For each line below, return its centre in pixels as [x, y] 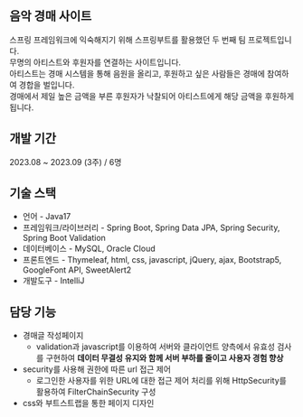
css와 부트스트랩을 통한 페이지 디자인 [88, 403]
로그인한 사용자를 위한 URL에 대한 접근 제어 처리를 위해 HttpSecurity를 [161, 381]
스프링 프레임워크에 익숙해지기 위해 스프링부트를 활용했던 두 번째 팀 [128, 40]
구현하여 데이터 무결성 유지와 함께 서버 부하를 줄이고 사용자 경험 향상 [165, 358]
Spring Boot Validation [64, 238]
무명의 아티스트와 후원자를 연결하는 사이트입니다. [95, 62]
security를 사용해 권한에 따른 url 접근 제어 [97, 369]
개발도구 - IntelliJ [53, 281]
